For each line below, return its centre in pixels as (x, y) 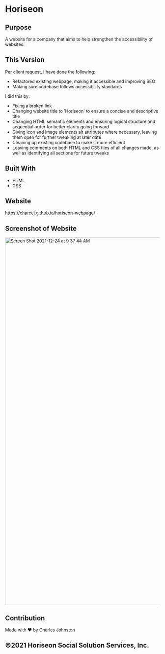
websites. (15, 44)
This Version (25, 60)
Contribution (25, 618)
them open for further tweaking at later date (57, 137)
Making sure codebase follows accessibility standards (67, 86)
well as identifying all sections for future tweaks (60, 153)
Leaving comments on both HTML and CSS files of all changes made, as (85, 148)
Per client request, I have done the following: (50, 72)
